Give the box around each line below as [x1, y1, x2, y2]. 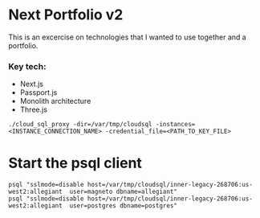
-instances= [155, 121, 196, 129]
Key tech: [8, 60, 47, 72]
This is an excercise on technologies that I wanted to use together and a [8, 32, 246, 42]
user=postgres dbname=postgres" [69, 202, 178, 210]
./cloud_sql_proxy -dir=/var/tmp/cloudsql [8, 121, 152, 129]
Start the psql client [8, 154, 143, 172]
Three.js [19, 105, 48, 114]
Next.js [19, 79, 44, 89]
